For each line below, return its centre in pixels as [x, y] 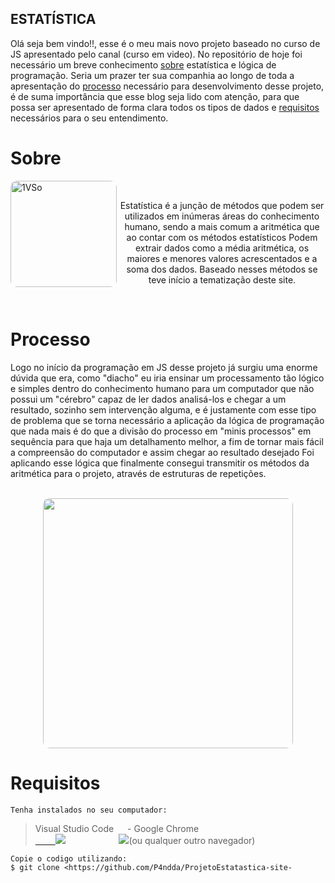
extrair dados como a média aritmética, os [222, 248]
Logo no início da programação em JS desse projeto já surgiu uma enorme [164, 367]
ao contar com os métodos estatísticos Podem [222, 237]
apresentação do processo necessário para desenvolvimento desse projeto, [167, 86]
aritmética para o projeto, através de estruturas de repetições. [138, 473]
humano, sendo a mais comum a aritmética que [222, 226]
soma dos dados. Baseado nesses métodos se [222, 269]
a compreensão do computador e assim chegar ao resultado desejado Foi [162, 452]
